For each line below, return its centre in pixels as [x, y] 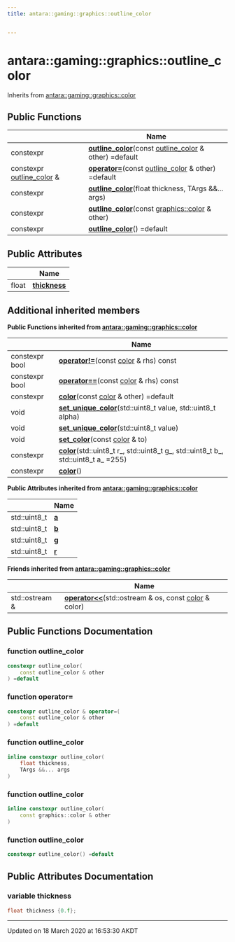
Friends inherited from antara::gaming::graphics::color [89, 569]
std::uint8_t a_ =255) [93, 459]
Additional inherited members [74, 310]
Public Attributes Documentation [80, 876]
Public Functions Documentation [80, 631]
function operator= [40, 697]
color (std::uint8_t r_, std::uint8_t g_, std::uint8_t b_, [141, 451]
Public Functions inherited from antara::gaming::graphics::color [102, 327]
